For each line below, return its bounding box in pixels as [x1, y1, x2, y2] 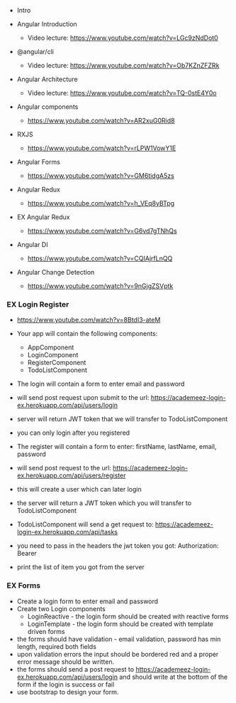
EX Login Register [6, 299, 69, 309]
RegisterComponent [27, 359, 86, 367]
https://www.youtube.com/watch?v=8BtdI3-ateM [16, 316, 161, 324]
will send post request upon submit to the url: [16, 393, 150, 402]
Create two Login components [16, 604, 106, 613]
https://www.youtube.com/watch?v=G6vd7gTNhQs [27, 227, 178, 235]
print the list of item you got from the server [16, 563, 145, 571]
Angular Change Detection [16, 268, 95, 276]
